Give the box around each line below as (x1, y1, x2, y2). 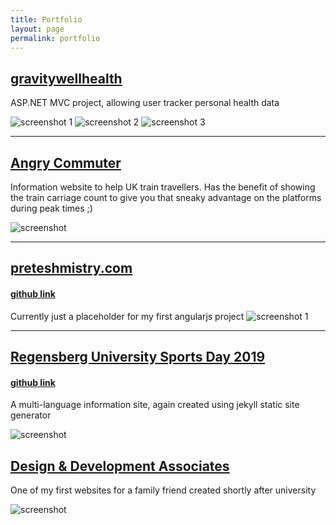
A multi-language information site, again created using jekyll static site (10, 399, 300, 411)
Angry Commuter (10, 154, 122, 171)
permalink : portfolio (10, 33, 101, 43)
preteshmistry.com (10, 260, 133, 277)
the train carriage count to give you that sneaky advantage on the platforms (10, 192, 322, 203)
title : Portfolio (10, 14, 83, 25)
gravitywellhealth (10, 70, 123, 87)
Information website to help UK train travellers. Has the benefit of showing (10, 181, 316, 193)
